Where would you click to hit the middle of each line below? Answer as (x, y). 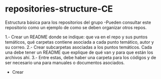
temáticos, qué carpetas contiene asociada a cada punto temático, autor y (80, 42)
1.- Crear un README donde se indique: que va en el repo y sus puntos (76, 37)
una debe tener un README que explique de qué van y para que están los (79, 52)
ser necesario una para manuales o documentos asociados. (65, 63)
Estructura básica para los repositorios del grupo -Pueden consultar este (78, 22)
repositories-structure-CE (59, 9)
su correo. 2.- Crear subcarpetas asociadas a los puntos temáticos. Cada (79, 47)
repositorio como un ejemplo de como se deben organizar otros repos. (76, 27)
